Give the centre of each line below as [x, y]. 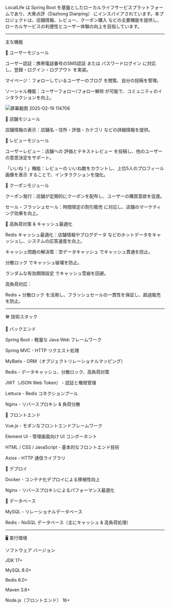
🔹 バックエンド [21, 329]
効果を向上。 [27, 213]
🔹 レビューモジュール [27, 140]
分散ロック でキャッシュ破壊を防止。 [44, 263]
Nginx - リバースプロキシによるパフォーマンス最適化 [60, 490]
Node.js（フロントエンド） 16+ [38, 600]
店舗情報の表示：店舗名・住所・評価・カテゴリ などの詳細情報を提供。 [79, 130]
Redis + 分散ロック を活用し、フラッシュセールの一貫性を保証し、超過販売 [83, 295]
